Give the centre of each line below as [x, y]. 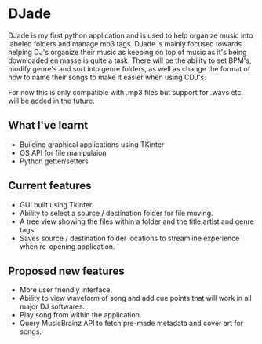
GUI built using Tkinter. [56, 204]
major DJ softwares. [52, 306]
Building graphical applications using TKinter [92, 144]
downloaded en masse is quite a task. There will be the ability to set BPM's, [130, 60]
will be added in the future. [52, 101]
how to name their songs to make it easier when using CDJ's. [107, 77]
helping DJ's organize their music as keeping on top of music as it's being [127, 52]
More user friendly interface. [66, 290]
